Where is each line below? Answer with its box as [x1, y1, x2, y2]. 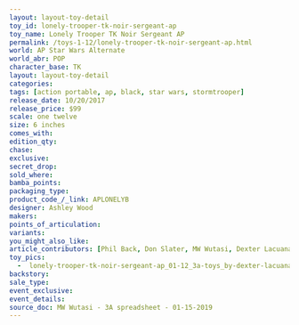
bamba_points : [9, 179, 62, 188]
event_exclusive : [9, 286, 74, 295]
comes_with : [9, 129, 53, 138]
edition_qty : [9, 137, 58, 146]
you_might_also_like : [9, 237, 90, 246]
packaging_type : [9, 187, 69, 196]
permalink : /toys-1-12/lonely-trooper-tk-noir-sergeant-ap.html [9, 37, 253, 47]
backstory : [9, 270, 50, 279]
